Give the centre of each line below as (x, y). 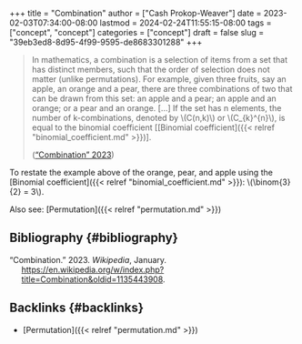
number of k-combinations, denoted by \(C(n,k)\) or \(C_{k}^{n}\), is (158, 118)
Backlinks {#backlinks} (76, 308)
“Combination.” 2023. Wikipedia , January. (88, 259)
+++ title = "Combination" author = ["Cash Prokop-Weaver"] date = (136, 13)
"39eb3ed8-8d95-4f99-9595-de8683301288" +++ (106, 42)
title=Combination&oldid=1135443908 (92, 279)
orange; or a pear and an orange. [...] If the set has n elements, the (156, 108)
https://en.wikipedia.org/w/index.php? (93, 269)
